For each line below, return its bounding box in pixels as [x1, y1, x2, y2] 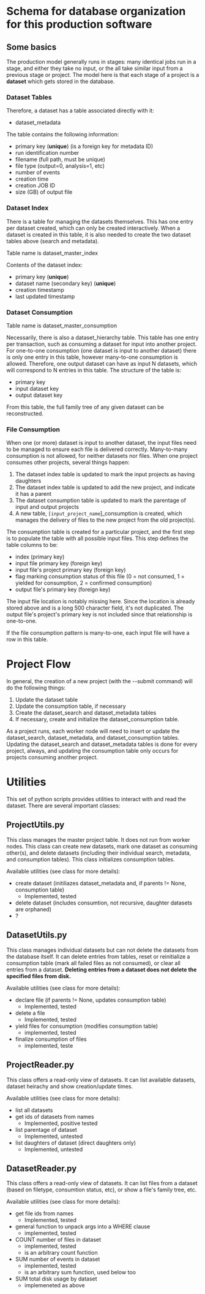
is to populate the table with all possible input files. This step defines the [6, 535, 188, 542]
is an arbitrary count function [24, 1249, 98, 1257]
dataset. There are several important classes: [6, 802, 121, 809]
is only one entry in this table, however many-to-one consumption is [6, 353, 179, 361]
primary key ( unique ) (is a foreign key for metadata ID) [15, 143, 154, 150]
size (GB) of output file [15, 189, 73, 196]
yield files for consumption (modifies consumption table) [15, 1022, 158, 1030]
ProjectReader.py [6, 1060, 75, 1070]
